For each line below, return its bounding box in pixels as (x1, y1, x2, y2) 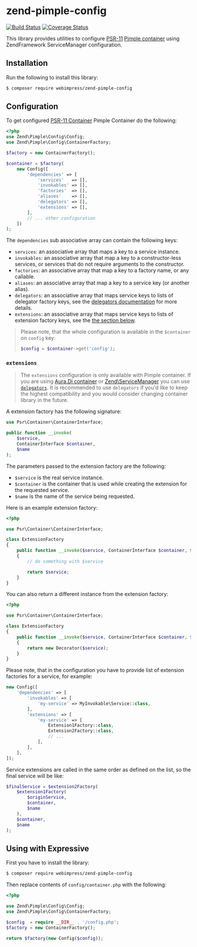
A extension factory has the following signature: (6, 408, 122, 415)
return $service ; (27, 569, 69, 575)
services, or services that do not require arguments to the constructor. (14, 260, 185, 268)
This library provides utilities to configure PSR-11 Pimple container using (6, 35, 180, 42)
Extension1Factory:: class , (47, 722, 114, 728)
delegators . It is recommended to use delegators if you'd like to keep (20, 384, 188, 391)
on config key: (20, 334, 56, 342)
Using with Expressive (6, 844, 90, 854)
